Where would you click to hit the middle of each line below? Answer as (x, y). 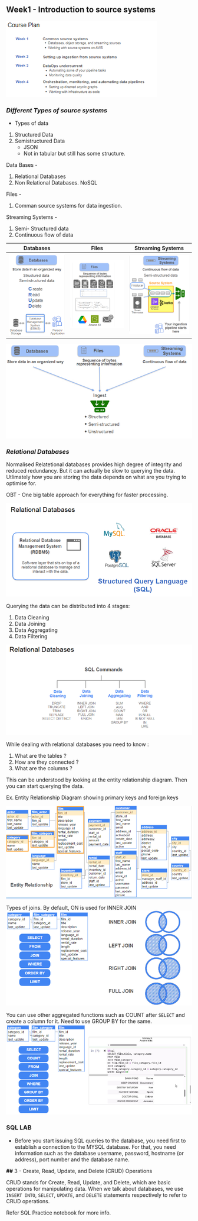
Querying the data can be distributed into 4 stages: (68, 606)
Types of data (32, 123)
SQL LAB (19, 1128)
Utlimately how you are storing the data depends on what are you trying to (96, 477)
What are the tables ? (40, 755)
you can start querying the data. (45, 786)
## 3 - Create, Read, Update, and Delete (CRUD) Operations (79, 1171)
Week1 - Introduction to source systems (81, 10)
